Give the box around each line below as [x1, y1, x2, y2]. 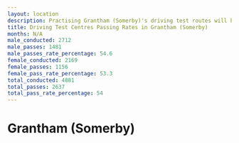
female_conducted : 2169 [7, 57, 78, 64]
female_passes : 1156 [7, 63, 69, 70]
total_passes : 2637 [7, 83, 65, 90]
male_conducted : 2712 [7, 37, 72, 44]
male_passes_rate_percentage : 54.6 [7, 51, 113, 58]
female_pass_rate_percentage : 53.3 [7, 70, 113, 77]
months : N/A [7, 30, 43, 38]
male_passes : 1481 [7, 43, 62, 51]
